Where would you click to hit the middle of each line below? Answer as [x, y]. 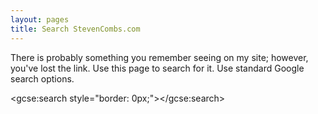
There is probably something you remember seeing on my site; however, [159, 57]
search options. [42, 78]
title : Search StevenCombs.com [75, 29]
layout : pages [40, 19]
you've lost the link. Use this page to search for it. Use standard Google [157, 68]
